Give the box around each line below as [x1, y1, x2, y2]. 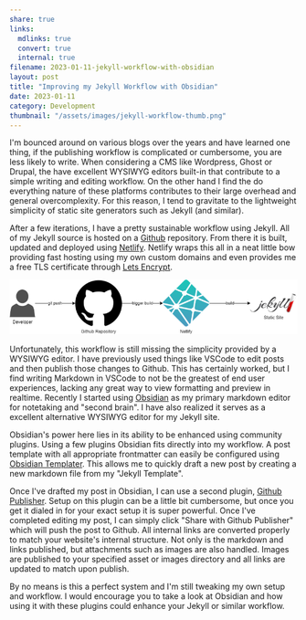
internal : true [17, 53, 76, 63]
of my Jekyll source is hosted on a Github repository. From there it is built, [9, 233, 288, 244]
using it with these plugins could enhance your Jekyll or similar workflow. [9, 601, 285, 612]
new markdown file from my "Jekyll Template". [9, 468, 185, 479]
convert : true [17, 44, 71, 53]
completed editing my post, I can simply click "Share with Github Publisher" [9, 515, 294, 526]
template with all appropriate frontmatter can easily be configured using [9, 448, 280, 460]
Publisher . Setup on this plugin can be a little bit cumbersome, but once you [9, 496, 294, 507]
